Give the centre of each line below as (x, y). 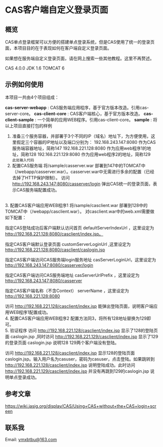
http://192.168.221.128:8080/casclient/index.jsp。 (54, 234)
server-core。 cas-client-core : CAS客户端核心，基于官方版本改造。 (74, 113)
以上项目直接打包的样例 (28, 126)
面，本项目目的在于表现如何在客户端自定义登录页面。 (58, 48)
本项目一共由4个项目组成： (32, 97)
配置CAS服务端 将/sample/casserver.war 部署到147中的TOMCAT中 (79, 165)
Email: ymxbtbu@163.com (31, 440)
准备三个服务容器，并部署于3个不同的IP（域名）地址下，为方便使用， (81, 136)
